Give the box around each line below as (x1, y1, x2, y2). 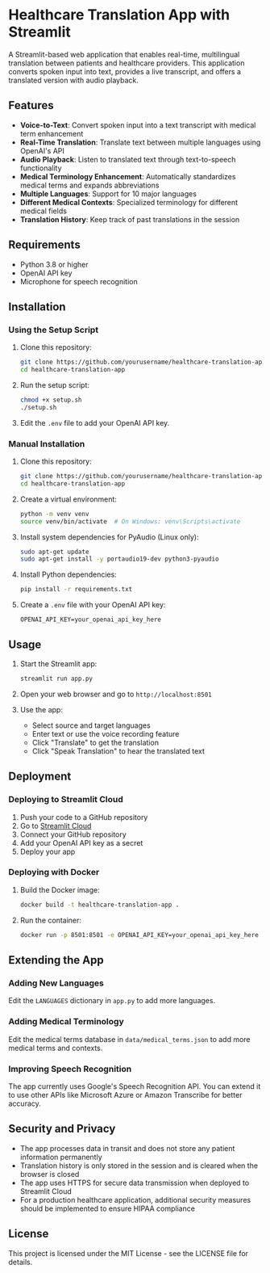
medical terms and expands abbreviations (19, 180, 160, 190)
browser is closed (19, 1169, 80, 1178)
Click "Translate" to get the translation (31, 737, 160, 747)
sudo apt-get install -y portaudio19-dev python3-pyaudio (19, 555, 219, 563)
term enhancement (19, 128, 84, 138)
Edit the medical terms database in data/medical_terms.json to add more (8, 1034, 251, 1044)
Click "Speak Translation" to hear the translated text (31, 746, 206, 756)
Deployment (8, 770, 72, 784)
